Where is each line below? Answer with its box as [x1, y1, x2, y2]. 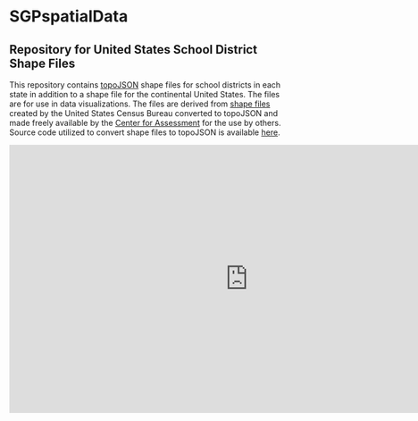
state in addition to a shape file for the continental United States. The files [9, 89, 280, 99]
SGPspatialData [9, 6, 129, 27]
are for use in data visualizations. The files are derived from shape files [9, 98, 271, 109]
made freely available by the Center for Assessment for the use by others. [9, 118, 281, 128]
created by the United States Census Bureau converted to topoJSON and [9, 108, 279, 118]
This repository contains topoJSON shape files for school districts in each [9, 80, 281, 90]
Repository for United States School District [9, 42, 257, 57]
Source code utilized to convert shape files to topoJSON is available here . [9, 127, 280, 138]
